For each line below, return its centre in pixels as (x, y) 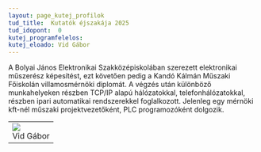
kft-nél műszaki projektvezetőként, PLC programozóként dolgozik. (116, 110)
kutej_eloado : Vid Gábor (49, 45)
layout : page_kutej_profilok (56, 15)
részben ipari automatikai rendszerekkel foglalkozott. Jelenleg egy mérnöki (131, 101)
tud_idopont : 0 (35, 30)
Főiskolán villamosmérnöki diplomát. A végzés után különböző (110, 85)
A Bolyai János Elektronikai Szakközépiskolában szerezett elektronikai (123, 67)
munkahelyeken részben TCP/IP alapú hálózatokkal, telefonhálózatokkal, (127, 93)
